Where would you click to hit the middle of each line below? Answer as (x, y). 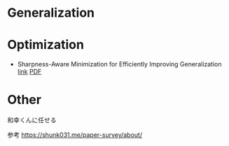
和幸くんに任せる (32, 120)
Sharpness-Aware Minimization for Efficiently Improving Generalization (119, 64)
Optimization (46, 45)
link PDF (29, 72)
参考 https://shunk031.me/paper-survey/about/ (75, 135)
